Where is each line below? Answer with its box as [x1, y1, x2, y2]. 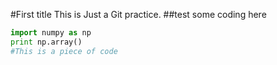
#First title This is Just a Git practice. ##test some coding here [10, 9, 267, 20]
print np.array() [10, 37, 83, 47]
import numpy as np [10, 28, 92, 38]
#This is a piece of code [10, 46, 118, 56]
